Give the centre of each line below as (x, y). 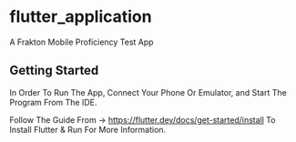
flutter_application (81, 17)
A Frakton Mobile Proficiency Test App (82, 42)
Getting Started (54, 71)
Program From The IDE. (53, 102)
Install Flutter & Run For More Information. (88, 129)
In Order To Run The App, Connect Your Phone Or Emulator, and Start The (148, 92)
